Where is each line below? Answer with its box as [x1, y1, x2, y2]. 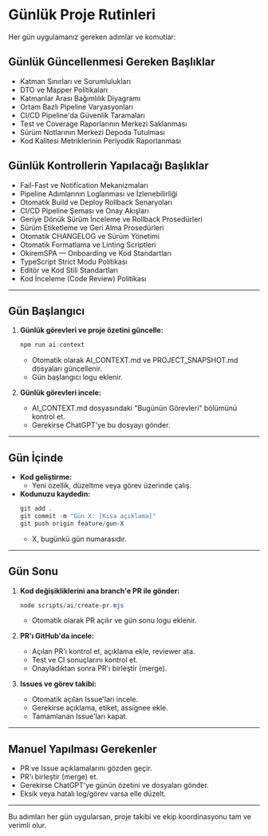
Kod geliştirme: [19, 472, 73, 482]
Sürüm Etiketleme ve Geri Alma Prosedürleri [19, 222, 164, 233]
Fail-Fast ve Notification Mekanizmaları [19, 180, 149, 189]
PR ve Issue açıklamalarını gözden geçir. [19, 763, 153, 773]
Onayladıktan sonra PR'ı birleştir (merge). [31, 663, 167, 673]
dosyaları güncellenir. [31, 364, 102, 373]
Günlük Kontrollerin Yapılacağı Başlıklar [8, 159, 209, 173]
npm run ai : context [19, 341, 85, 349]
